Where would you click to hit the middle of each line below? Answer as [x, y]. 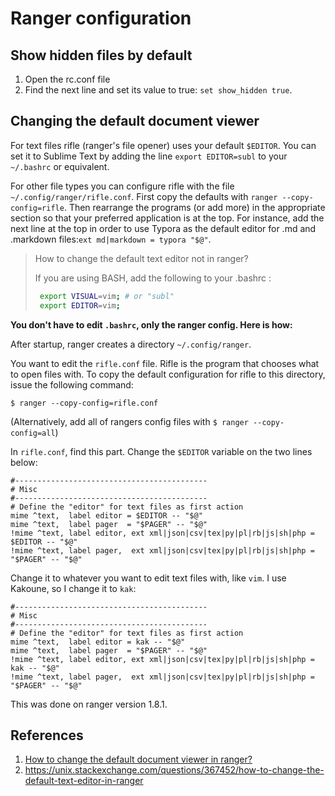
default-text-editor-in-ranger [84, 781]
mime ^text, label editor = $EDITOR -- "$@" [106, 515]
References [47, 735]
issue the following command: [72, 384]
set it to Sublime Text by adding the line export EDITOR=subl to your [149, 156]
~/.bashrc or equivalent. [60, 166]
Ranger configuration [101, 18]
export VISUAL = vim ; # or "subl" [107, 296]
